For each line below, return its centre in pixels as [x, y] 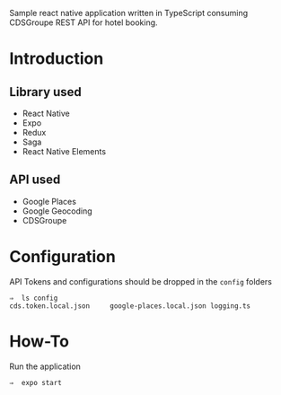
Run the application [45, 366]
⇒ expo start [36, 382]
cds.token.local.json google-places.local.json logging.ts [130, 306]
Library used [46, 92]
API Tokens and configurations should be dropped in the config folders [140, 281]
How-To [40, 341]
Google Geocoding [57, 211]
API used [35, 180]
